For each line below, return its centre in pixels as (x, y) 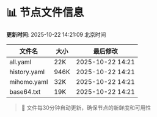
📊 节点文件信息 (45, 13)
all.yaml (20, 62)
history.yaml (27, 72)
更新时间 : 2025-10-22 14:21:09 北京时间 (56, 34)
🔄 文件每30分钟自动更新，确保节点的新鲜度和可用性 (86, 107)
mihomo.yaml (29, 81)
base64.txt (25, 91)
